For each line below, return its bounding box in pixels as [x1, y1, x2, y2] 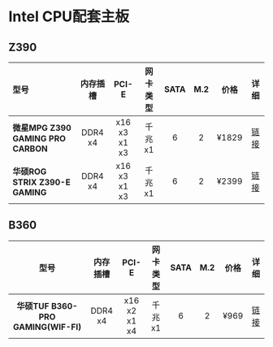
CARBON [12, 143, 48, 154]
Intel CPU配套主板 [8, 7, 130, 26]
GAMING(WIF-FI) [12, 321, 82, 332]
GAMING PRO [12, 133, 67, 144]
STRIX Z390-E [12, 176, 71, 188]
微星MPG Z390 [12, 123, 71, 133]
